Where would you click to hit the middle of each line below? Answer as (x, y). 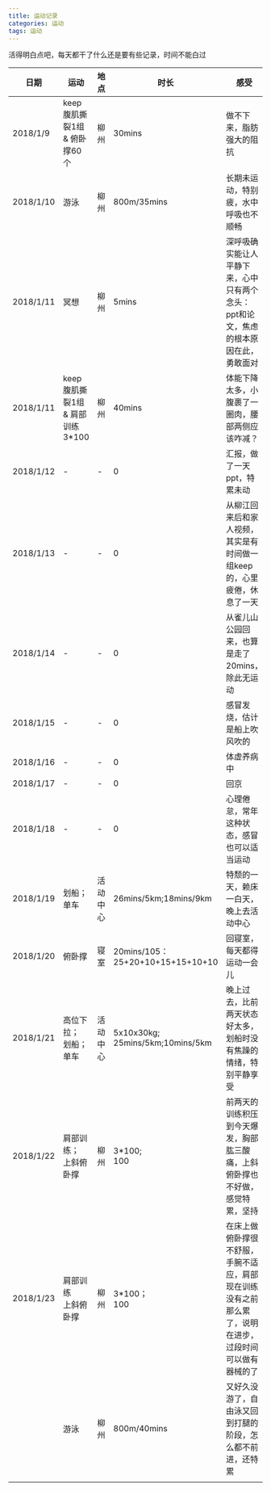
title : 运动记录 (33, 16)
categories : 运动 (36, 23)
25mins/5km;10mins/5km (163, 1043)
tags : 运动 (25, 31)
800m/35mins (140, 202)
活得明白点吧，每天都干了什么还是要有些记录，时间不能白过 (107, 55)
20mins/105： (141, 951)
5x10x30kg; (136, 1033)
